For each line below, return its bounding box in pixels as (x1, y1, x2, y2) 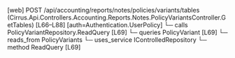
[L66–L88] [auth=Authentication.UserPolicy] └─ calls (35, 21, 188, 29)
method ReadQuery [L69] (7, 43, 81, 51)
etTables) (7, 21, 34, 29)
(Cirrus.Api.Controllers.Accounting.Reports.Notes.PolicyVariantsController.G (7, 13, 226, 22)
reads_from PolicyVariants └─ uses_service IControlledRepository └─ (7, 36, 208, 44)
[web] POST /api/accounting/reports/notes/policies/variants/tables (7, 6, 200, 14)
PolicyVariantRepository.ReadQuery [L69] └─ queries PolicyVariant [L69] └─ (7, 28, 228, 36)
